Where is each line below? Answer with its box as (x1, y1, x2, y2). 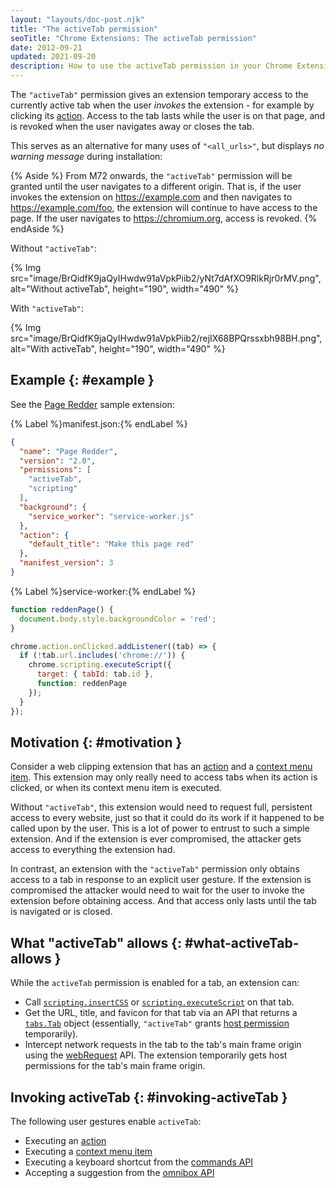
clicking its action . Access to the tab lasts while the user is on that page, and (10, 110, 326, 121)
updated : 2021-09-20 (10, 52, 97, 62)
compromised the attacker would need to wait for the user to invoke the (10, 884, 305, 896)
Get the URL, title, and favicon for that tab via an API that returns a (24, 1007, 298, 1019)
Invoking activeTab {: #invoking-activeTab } (10, 1089, 288, 1106)
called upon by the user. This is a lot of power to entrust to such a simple (10, 822, 310, 835)
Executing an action (24, 1135, 107, 1146)
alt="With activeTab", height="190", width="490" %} (10, 343, 226, 355)
